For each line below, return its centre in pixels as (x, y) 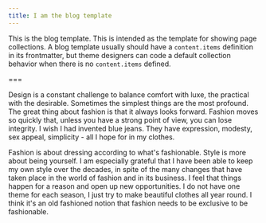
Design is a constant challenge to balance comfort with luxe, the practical (129, 94)
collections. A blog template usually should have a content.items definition (131, 47)
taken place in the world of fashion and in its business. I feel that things (125, 178)
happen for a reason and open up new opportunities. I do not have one (124, 186)
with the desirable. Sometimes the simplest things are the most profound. (129, 103)
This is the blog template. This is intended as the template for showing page (133, 38)
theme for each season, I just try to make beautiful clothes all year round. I (130, 194)
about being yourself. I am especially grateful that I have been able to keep (131, 161)
